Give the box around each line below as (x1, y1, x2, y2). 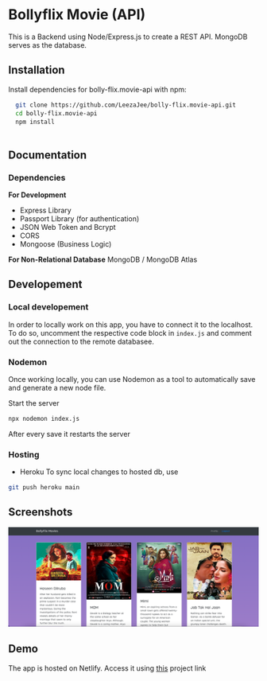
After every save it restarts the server (8, 429, 131, 438)
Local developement (8, 302, 89, 313)
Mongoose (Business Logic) (19, 239, 112, 248)
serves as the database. (8, 40, 87, 49)
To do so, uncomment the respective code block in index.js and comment (8, 328, 252, 337)
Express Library (19, 205, 72, 215)
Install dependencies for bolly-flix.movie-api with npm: (8, 84, 187, 94)
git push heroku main (8, 484, 80, 492)
